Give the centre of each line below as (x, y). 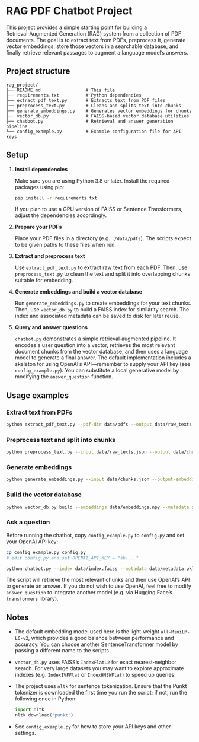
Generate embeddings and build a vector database (78, 292)
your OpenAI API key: (32, 542)
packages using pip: (39, 187)
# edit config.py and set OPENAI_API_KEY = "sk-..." (73, 558)
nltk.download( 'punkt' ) (44, 715)
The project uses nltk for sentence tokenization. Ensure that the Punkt (101, 686)
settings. (25, 733)
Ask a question (28, 522)
